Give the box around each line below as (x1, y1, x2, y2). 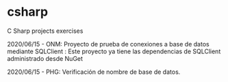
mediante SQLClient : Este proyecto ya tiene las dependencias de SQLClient (7, 47, 221, 55)
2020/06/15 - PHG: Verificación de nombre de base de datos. (7, 68, 181, 76)
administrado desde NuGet (7, 54, 84, 62)
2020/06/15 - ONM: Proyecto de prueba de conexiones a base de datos (7, 40, 210, 48)
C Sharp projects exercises (7, 27, 84, 35)
